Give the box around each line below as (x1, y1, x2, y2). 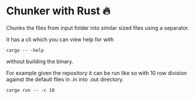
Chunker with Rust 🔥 (6, 4, 111, 18)
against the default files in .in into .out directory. (6, 76, 124, 83)
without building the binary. (6, 58, 74, 65)
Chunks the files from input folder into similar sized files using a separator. (6, 24, 190, 31)
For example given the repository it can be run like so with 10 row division (6, 69, 187, 76)
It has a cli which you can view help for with (6, 36, 114, 43)
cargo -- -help (6, 47, 44, 53)
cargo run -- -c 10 (6, 87, 55, 93)
